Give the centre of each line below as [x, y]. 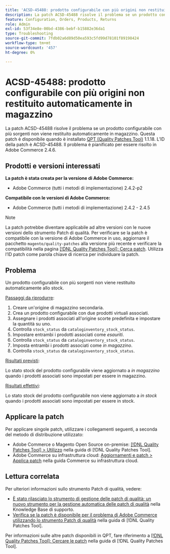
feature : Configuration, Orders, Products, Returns [61, 19]
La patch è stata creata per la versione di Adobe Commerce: [70, 178]
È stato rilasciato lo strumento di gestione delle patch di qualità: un [82, 499]
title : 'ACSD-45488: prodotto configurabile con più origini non [75, 10]
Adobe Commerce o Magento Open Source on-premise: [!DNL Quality [86, 444]
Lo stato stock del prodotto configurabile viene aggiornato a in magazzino [82, 371]
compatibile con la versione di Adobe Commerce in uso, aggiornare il [77, 238]
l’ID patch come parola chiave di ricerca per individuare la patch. [73, 254]
